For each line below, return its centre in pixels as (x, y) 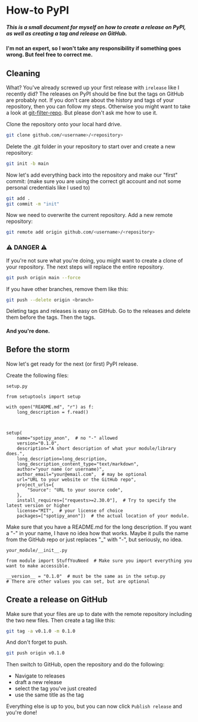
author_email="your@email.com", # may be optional (82, 474)
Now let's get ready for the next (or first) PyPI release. (72, 364)
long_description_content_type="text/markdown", (78, 464)
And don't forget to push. (37, 642)
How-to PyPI (38, 10)
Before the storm (38, 349)
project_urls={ (36, 485)
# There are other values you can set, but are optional (78, 582)
